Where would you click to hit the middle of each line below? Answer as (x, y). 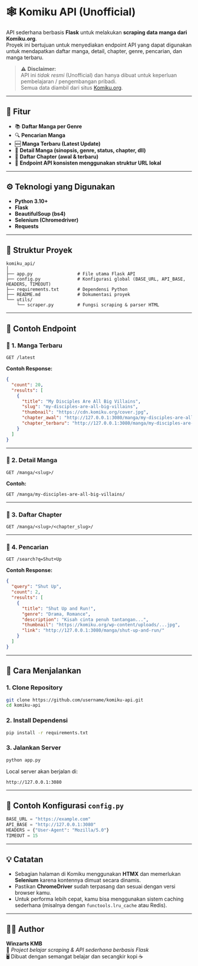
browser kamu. (33, 892)
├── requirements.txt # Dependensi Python (67, 290)
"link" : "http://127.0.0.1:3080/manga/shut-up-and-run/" (93, 630)
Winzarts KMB (24, 943)
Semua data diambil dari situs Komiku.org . (72, 87)
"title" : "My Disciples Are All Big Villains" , (81, 401)
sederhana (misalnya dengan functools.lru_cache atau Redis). (91, 905)
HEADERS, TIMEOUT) (29, 284)
